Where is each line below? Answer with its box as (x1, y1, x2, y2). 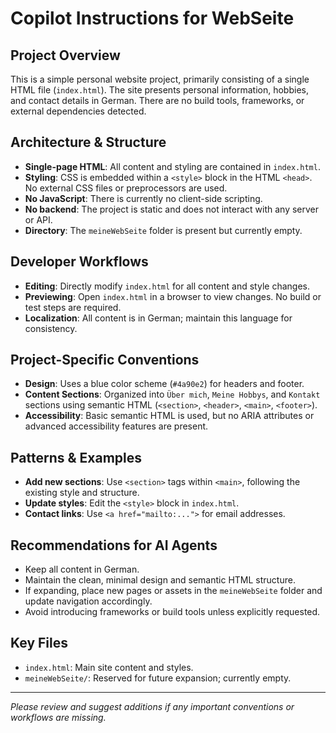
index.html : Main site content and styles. (24, 661, 194, 673)
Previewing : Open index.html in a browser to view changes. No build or (24, 290, 322, 302)
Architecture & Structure (10, 134, 167, 151)
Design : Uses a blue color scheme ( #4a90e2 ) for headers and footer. (24, 378, 305, 390)
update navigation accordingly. (24, 595, 153, 607)
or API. (24, 213, 53, 226)
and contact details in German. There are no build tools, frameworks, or (10, 95, 305, 106)
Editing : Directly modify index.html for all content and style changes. (24, 280, 310, 292)
